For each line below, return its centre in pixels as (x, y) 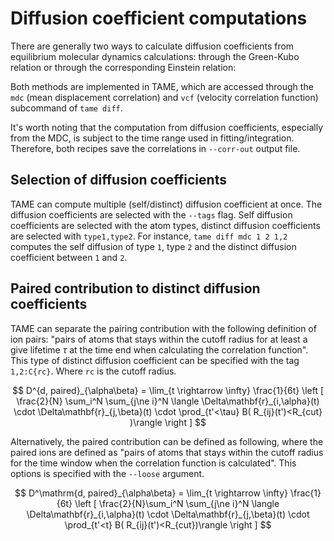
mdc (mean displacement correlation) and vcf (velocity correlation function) (164, 97)
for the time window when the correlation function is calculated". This (153, 463)
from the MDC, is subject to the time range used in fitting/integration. (152, 138)
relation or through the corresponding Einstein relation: (123, 67)
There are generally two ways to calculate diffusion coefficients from (152, 46)
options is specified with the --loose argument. (107, 473)
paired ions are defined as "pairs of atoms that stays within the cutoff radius (167, 452)
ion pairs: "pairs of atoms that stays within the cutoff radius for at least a (159, 339)
